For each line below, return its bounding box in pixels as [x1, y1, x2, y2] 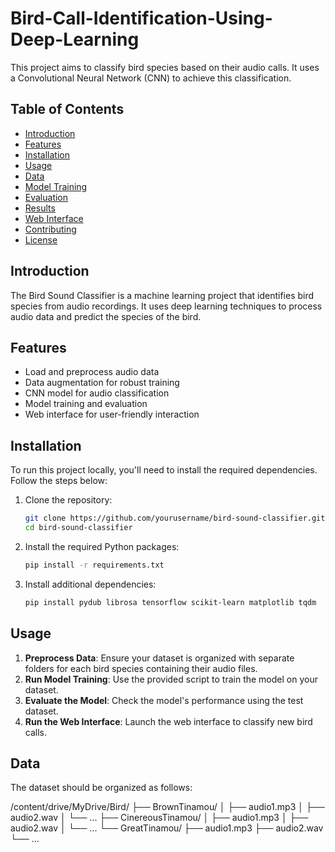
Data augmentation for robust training [24, 377, 180, 389]
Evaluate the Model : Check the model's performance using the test [24, 694, 304, 706]
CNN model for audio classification [24, 387, 170, 399]
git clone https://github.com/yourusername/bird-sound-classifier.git [24, 513, 326, 524]
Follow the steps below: [10, 475, 108, 487]
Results [24, 202, 56, 214]
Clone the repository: [24, 494, 113, 506]
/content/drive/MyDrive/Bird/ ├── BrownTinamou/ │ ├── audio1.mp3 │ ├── [10, 801, 325, 813]
